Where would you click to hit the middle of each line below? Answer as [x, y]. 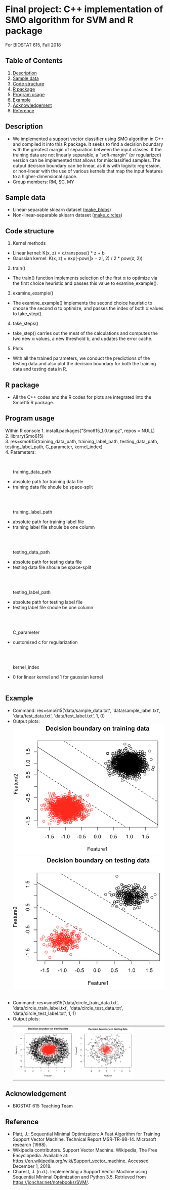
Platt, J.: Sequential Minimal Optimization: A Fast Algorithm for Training [86, 1134]
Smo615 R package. [33, 402]
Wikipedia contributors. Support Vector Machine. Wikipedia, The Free [85, 1150]
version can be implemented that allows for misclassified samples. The [87, 160]
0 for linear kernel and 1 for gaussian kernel [58, 677]
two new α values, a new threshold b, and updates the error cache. [82, 339]
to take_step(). [28, 314]
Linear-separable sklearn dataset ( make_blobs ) [62, 210]
